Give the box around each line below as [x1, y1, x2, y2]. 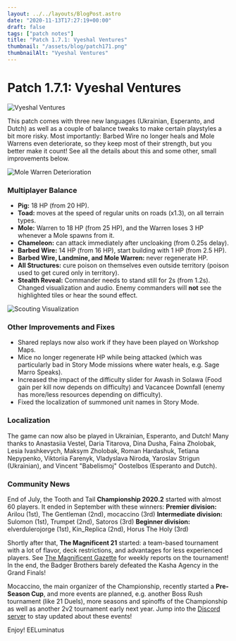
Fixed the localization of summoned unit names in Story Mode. [17, 398, 199, 407]
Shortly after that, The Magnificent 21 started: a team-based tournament [7, 539, 219, 547]
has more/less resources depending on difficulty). [17, 391, 163, 399]
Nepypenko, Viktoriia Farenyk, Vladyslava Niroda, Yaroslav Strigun [7, 454, 200, 462]
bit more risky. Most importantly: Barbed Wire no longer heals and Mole [7, 132, 215, 140]
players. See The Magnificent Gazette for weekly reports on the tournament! [7, 554, 229, 561]
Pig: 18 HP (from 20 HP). [17, 201, 89, 210]
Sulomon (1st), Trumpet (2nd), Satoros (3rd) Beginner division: [7, 518, 190, 526]
